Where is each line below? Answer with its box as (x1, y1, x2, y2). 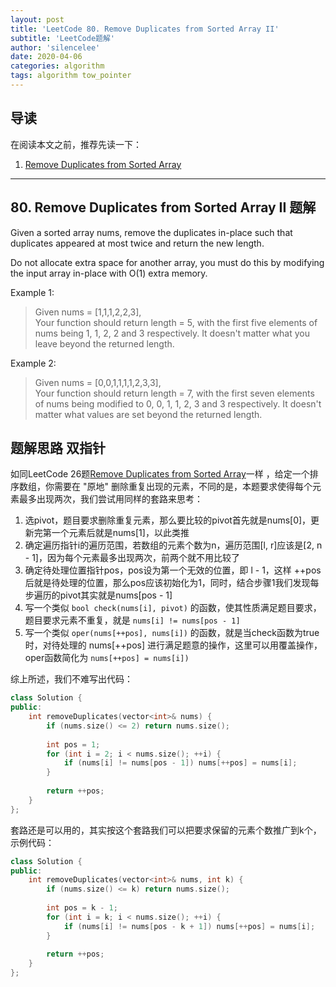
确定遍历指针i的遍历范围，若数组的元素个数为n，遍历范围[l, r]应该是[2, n (24, 539, 323, 551)
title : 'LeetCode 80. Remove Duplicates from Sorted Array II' (10, 24, 280, 34)
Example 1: (10, 286, 55, 298)
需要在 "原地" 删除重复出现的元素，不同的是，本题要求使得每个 (53, 481, 313, 493)
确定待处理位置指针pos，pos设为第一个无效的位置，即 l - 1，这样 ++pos (24, 564, 322, 576)
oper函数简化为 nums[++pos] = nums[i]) (24, 652, 190, 664)
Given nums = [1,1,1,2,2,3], (34, 306, 142, 318)
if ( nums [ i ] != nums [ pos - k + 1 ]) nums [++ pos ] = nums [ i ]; (63, 921, 316, 931)
